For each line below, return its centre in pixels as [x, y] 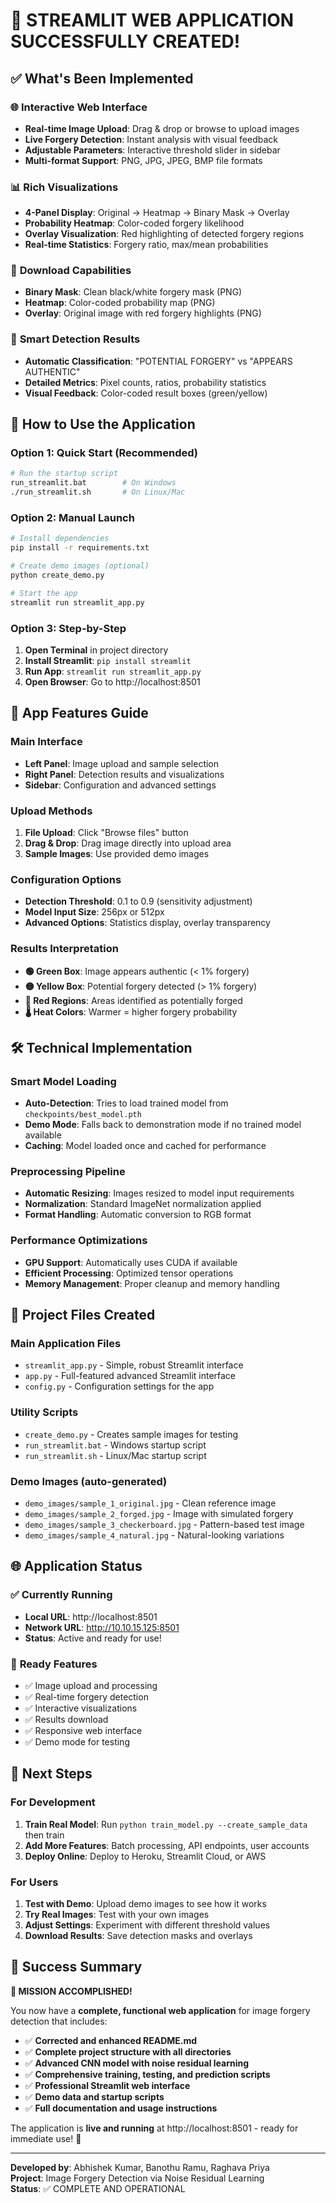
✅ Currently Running [61, 1595]
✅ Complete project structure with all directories [128, 2051]
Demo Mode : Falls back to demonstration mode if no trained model [163, 1125]
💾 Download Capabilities [71, 271]
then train [44, 1835]
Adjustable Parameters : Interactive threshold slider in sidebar [152, 150]
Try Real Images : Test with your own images [117, 1915]
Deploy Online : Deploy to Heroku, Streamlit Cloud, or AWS [145, 1856]
